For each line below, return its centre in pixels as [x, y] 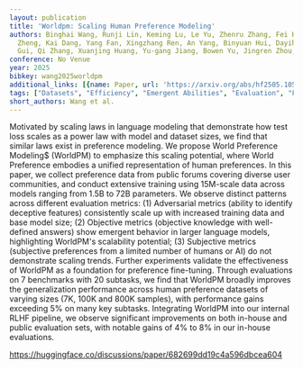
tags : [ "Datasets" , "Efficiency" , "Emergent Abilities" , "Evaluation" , [147, 93]
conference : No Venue [50, 59]
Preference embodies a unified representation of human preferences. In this [151, 165]
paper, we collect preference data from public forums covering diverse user [150, 175]
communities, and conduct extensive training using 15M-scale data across [147, 184]
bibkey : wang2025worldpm [56, 76]
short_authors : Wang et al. [62, 101]
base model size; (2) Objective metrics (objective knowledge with [131, 222]
